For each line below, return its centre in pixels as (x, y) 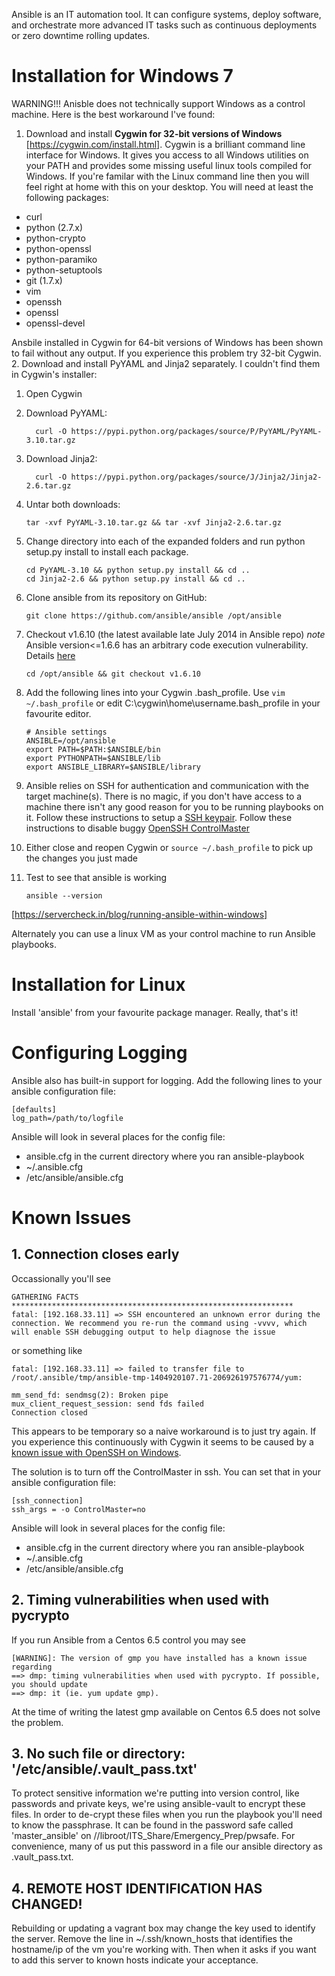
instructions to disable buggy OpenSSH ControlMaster (137, 828)
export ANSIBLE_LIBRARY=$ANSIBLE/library (113, 767)
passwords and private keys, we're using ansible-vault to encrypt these (158, 1804)
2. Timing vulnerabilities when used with (140, 1600)
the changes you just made (81, 858)
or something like (47, 1350)
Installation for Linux (98, 985)
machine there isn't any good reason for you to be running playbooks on (174, 806)
